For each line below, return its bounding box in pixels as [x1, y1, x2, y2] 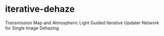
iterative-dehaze [5, 3, 75, 15]
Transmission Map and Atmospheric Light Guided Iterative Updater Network [5, 20, 159, 26]
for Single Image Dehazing [5, 25, 59, 31]
